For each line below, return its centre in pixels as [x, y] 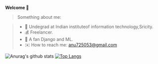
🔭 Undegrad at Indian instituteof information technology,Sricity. [89, 27]
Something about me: [39, 17]
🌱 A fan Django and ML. [49, 39]
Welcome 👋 [17, 8]
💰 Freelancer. [39, 32]
